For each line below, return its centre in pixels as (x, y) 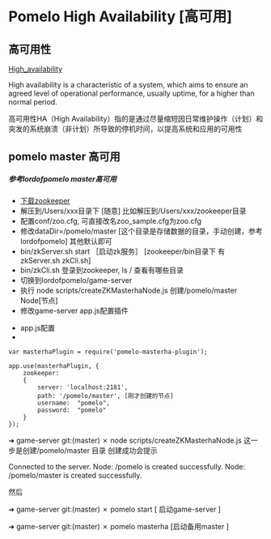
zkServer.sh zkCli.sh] (55, 261)
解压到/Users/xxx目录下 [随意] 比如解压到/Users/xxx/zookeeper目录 (133, 211)
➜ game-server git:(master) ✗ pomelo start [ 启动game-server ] (114, 509)
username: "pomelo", (74, 403)
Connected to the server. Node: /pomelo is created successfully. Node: (127, 467)
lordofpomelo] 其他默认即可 (66, 242)
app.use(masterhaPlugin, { (54, 366)
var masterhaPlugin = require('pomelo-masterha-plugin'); (108, 352)
